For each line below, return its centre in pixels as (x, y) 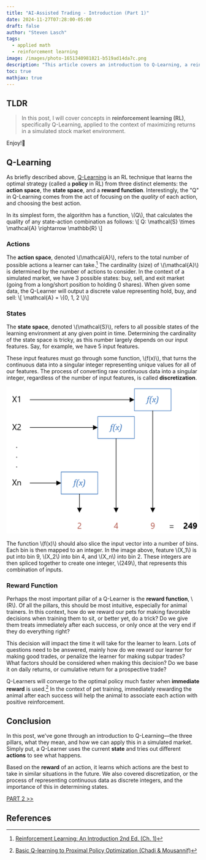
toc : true (19, 71)
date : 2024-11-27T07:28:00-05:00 (49, 19)
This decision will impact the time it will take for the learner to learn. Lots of (101, 643)
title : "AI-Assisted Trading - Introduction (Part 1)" (78, 13)
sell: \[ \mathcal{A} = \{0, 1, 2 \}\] (48, 297)
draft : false (23, 26)
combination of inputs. (35, 569)
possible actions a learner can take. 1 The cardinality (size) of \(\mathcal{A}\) (103, 264)
